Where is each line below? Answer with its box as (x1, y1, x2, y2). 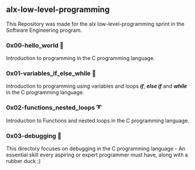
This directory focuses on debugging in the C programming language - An (6, 145, 186, 152)
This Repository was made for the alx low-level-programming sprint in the (6, 20, 185, 27)
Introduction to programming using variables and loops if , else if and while (6, 82, 187, 90)
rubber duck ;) (6, 158, 41, 164)
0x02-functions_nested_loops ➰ (6, 104, 102, 112)
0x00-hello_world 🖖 (6, 41, 64, 49)
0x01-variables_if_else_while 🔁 (6, 69, 96, 78)
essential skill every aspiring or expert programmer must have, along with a (6, 151, 188, 158)
